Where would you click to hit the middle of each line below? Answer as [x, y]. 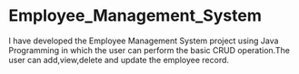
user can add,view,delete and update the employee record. [119, 60]
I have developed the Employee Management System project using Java [144, 41]
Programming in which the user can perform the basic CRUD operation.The [149, 50]
